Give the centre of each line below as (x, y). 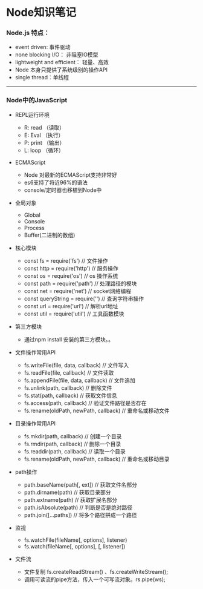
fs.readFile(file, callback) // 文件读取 (69, 372)
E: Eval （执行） (44, 135)
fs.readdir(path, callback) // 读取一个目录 (75, 451)
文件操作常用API (35, 352)
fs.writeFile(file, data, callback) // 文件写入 (76, 365)
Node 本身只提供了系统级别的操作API (61, 70)
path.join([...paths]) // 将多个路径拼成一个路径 (80, 515)
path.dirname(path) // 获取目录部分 (67, 492)
